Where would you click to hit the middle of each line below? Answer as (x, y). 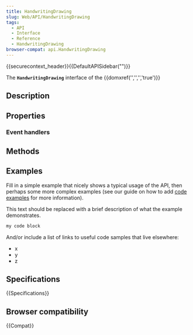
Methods (23, 151)
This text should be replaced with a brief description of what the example (94, 209)
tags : (13, 22)
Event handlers (28, 132)
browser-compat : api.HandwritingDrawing (56, 50)
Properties (26, 115)
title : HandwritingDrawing (39, 11)
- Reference (26, 39)
